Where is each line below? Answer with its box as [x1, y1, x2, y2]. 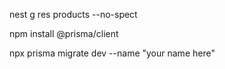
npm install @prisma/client [9, 28, 119, 39]
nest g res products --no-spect [9, 9, 138, 20]
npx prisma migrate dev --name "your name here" [9, 47, 216, 59]
